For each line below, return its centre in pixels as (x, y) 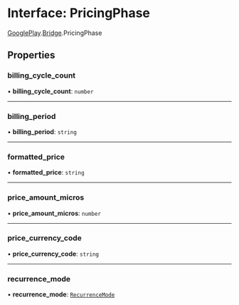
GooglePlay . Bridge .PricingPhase (55, 33)
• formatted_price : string (46, 172)
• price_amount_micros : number (54, 213)
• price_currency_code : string (53, 254)
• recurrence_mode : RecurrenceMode (61, 294)
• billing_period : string (42, 131)
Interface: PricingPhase (79, 13)
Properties (31, 55)
